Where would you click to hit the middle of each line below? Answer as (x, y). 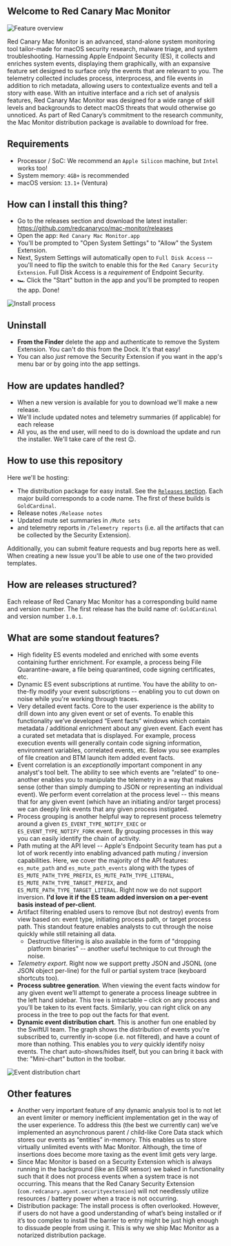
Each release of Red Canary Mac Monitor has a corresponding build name (112, 602)
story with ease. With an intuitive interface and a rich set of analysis (103, 93)
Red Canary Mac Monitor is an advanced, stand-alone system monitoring (111, 41)
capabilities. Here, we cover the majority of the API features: (103, 860)
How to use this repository (65, 461)
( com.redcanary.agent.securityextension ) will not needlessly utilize (113, 1191)
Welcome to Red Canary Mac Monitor (89, 11)
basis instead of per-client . (57, 904)
